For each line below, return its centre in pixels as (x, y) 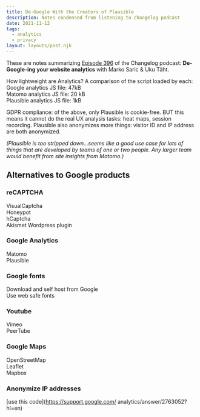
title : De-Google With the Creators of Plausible (70, 12)
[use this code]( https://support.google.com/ (61, 402)
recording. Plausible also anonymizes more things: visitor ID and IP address (100, 125)
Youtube (19, 312)
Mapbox (17, 373)
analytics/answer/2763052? (152, 402)
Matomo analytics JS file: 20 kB (46, 94)
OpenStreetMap (26, 360)
